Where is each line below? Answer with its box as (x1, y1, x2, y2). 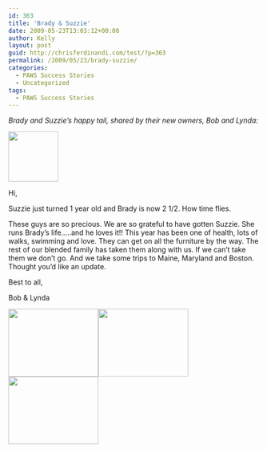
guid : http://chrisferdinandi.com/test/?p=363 (8, 49, 166, 57)
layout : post (8, 42, 52, 50)
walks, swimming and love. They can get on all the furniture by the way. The (8, 236, 259, 246)
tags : (8, 86, 26, 95)
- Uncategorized (15, 79, 70, 87)
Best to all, (8, 277, 43, 287)
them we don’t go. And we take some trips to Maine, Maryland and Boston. (8, 253, 254, 263)
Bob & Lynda (8, 293, 50, 303)
